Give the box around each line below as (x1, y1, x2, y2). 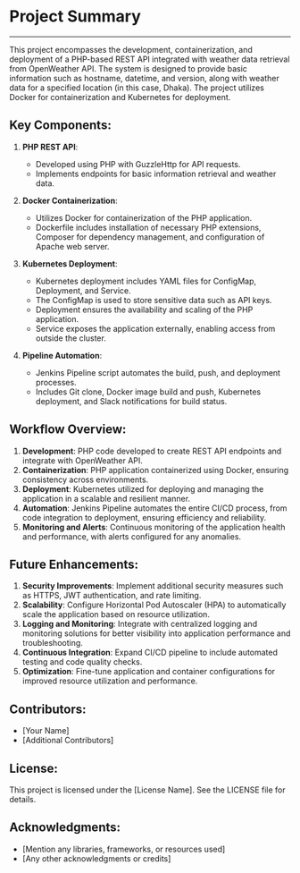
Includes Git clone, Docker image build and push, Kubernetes (35, 386, 262, 397)
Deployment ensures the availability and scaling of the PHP (35, 304, 254, 315)
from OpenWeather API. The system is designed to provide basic (9, 63, 248, 73)
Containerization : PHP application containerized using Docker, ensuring (21, 464, 289, 475)
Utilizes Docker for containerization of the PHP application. (35, 212, 253, 223)
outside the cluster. (35, 333, 107, 343)
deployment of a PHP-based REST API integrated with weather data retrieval (9, 54, 290, 64)
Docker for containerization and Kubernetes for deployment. (9, 91, 231, 102)
